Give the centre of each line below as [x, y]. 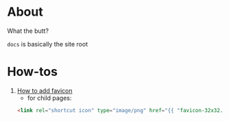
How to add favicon [45, 90]
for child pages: [49, 98]
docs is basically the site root [47, 44]
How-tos [33, 72]
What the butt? [28, 31]
